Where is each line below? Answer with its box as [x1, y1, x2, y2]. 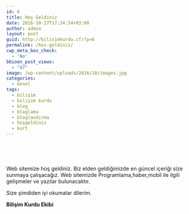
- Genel [11, 81, 31, 87]
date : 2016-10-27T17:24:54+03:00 [6, 20, 90, 26]
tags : [6, 87, 20, 93]
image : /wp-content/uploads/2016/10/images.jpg [6, 70, 127, 76]
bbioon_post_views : [6, 59, 55, 65]
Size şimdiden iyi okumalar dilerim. [6, 189, 92, 196]
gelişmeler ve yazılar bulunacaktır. [6, 178, 90, 185]
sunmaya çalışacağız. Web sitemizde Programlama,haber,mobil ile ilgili [6, 172, 180, 178]
